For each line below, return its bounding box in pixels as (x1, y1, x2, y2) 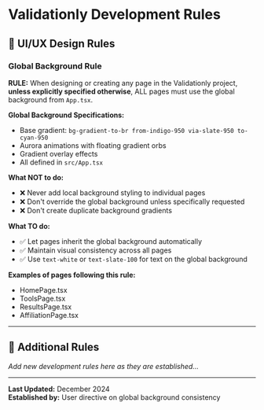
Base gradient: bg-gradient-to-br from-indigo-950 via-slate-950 (19, 125, 234, 135)
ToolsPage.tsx (19, 294, 66, 303)
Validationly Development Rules (8, 6, 222, 24)
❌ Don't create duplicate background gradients (19, 205, 173, 215)
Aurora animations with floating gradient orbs (19, 140, 167, 150)
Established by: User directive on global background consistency (8, 392, 221, 402)
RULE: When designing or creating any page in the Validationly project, (8, 78, 238, 87)
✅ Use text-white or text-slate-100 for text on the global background (19, 254, 247, 264)
